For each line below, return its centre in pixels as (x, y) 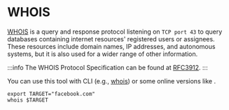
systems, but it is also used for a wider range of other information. (103, 54)
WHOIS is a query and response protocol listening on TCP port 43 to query (115, 32)
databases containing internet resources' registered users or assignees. (111, 39)
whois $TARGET (28, 100)
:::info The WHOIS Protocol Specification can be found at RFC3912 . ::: (107, 67)
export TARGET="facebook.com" (51, 94)
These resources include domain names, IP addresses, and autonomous (111, 46)
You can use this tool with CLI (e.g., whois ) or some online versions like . (112, 81)
